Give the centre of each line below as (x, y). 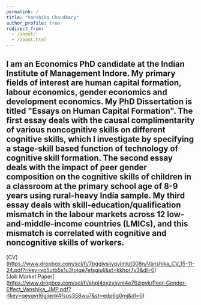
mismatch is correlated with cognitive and (86, 233)
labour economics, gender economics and (87, 92)
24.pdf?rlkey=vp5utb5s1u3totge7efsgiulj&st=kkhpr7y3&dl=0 (80, 270)
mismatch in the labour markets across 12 (86, 214)
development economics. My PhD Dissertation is (99, 102)
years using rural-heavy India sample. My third (95, 196)
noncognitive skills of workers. (65, 243)
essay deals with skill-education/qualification (94, 205)
